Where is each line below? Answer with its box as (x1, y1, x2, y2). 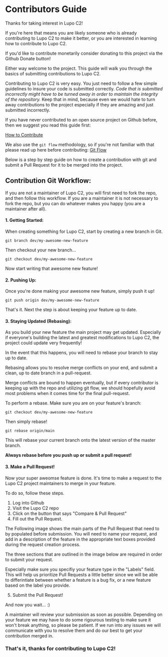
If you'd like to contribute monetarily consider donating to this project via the (5, 50, 163, 56)
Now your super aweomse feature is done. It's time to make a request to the (5, 475, 162, 481)
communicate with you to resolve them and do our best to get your (5, 627, 143, 633)
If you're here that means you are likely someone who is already (5, 30, 137, 36)
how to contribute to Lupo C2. (5, 40, 67, 46)
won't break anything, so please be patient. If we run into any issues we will (5, 622, 161, 628)
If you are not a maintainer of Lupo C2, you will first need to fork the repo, (5, 190, 157, 196)
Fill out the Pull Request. (12, 515, 62, 521)
